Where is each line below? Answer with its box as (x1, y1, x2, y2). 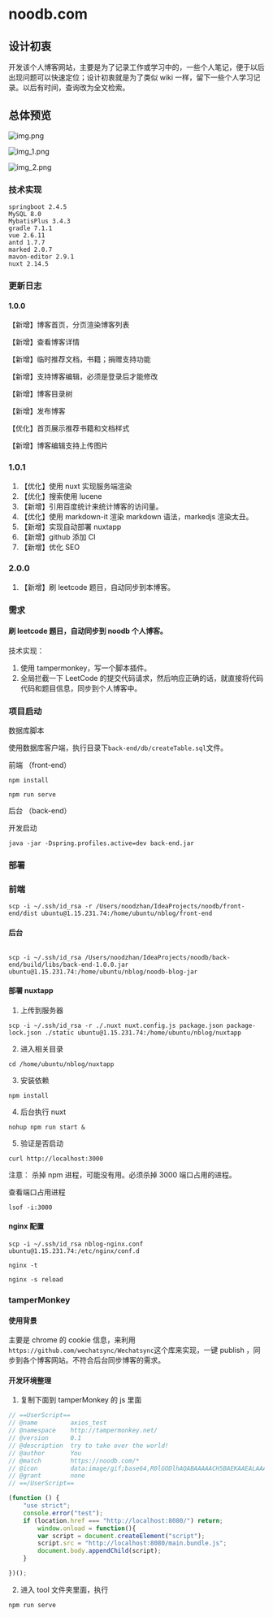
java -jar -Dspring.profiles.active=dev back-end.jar (8, 839, 195, 848)
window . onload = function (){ (37, 1524, 136, 1532)
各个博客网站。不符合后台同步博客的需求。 (22, 1355, 165, 1365)
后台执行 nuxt (19, 1107, 67, 1116)
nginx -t (8, 1261, 38, 1270)
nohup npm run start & (8, 1123, 85, 1131)
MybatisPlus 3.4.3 (8, 217, 71, 226)
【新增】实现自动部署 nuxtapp (19, 522, 122, 531)
